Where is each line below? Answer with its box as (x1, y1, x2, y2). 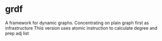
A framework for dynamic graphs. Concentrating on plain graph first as (5, 20, 149, 26)
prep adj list (5, 30, 29, 36)
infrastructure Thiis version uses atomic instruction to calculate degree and (5, 25, 158, 31)
